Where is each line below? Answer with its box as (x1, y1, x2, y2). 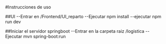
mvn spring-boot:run (23, 34, 66, 39)
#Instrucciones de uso (5, 4, 51, 10)
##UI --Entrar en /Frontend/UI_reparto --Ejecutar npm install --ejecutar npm (5, 14, 162, 19)
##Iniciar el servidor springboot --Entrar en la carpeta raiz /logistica (5, 28, 145, 34)
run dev (5, 19, 21, 24)
